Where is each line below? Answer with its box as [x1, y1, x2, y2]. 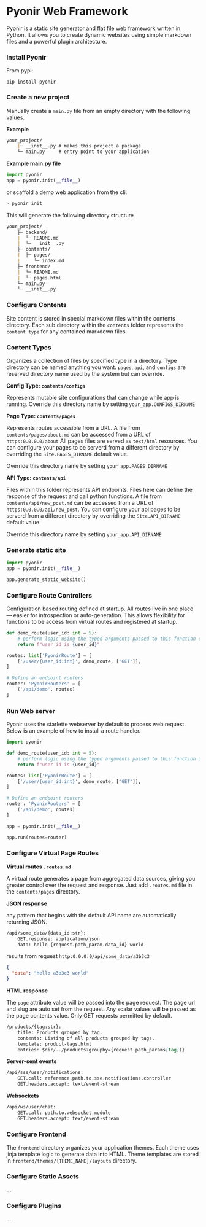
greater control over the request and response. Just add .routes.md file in [6, 881, 193, 889]
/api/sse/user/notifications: [6, 1070, 84, 1076]
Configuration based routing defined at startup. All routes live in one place [6, 605, 194, 612]
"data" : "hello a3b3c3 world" [12, 970, 89, 976]
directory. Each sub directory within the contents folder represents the [6, 321, 184, 329]
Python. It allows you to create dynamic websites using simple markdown [6, 31, 192, 38]
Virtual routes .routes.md [6, 863, 72, 870]
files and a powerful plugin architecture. [6, 37, 107, 45]
